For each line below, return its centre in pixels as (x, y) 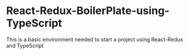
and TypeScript (25, 46)
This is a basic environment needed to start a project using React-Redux (94, 39)
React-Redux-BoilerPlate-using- (88, 11)
